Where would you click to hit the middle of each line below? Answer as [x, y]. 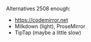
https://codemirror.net [41, 20]
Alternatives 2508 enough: [38, 9]
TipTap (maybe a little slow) [48, 33]
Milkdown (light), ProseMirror [50, 26]
